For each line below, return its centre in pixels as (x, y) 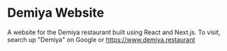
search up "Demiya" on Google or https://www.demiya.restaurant (101, 39)
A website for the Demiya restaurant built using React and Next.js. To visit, (114, 32)
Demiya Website (56, 13)
